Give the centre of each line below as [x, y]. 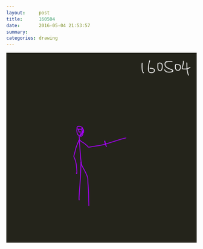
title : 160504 [31, 19]
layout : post [28, 13]
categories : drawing [32, 38]
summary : [17, 32]
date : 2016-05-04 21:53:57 [48, 25]
